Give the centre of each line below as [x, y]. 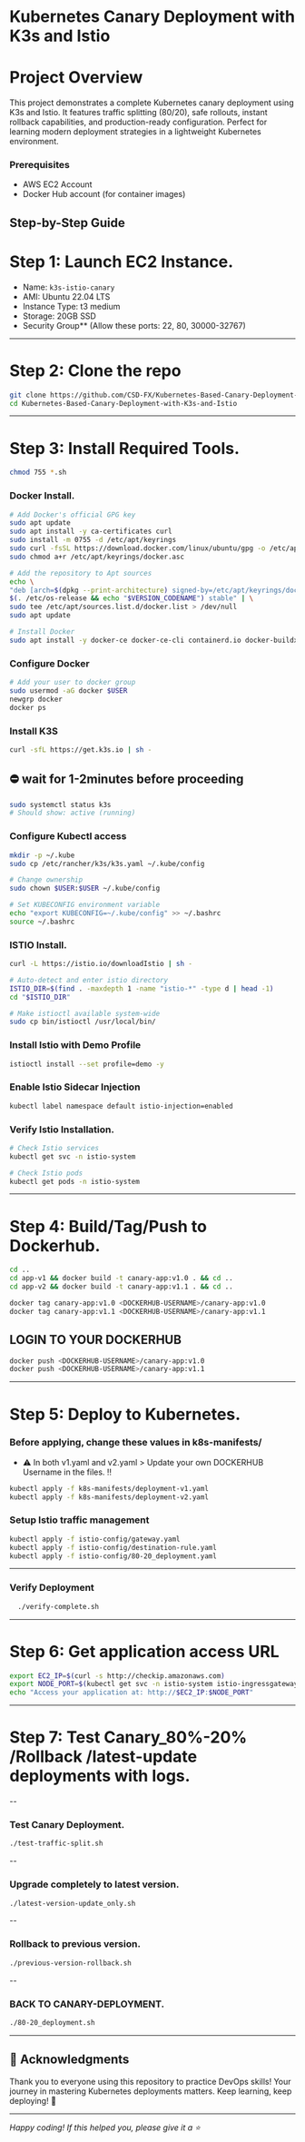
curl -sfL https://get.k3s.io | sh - [81, 750]
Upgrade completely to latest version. [94, 1884]
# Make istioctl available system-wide [85, 1013]
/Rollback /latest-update [103, 1757]
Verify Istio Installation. [62, 1130]
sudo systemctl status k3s [60, 804]
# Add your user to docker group [73, 683]
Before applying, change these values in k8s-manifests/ [136, 1443]
